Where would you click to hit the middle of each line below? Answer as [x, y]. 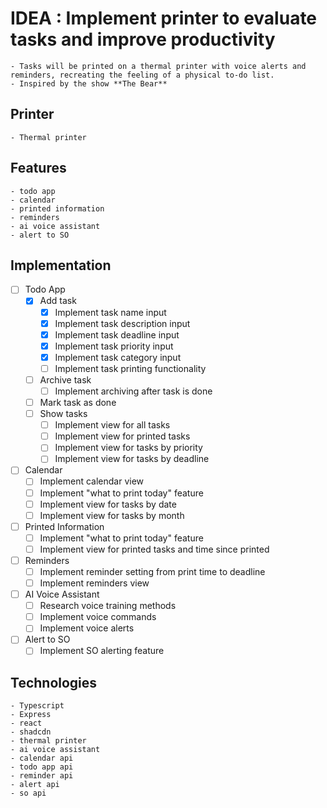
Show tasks [63, 414]
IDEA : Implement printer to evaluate [164, 18]
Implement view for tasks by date [108, 504]
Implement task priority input [114, 346]
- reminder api [42, 776]
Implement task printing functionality [130, 368]
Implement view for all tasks [112, 425]
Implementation [61, 265]
